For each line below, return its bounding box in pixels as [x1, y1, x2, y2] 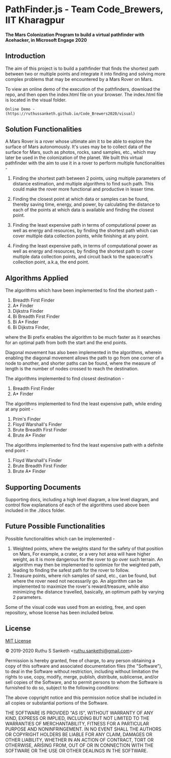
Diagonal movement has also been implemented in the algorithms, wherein [5, 349, 162, 356]
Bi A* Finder [12, 319, 39, 325]
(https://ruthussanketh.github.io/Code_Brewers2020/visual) [5, 111, 136, 116]
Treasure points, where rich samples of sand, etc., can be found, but [12, 572, 157, 579]
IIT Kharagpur [5, 14, 65, 26]
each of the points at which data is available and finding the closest [12, 207, 154, 213]
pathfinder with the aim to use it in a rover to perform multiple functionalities [5, 160, 165, 166]
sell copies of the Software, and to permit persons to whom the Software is [5, 679, 163, 685]
